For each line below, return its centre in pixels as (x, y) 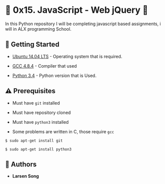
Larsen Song (26, 176)
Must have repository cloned (41, 112)
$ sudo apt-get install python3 (38, 149)
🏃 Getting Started (32, 45)
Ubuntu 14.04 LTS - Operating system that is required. (67, 56)
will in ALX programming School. (38, 29)
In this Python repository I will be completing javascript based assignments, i (83, 24)
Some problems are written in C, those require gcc (63, 131)
